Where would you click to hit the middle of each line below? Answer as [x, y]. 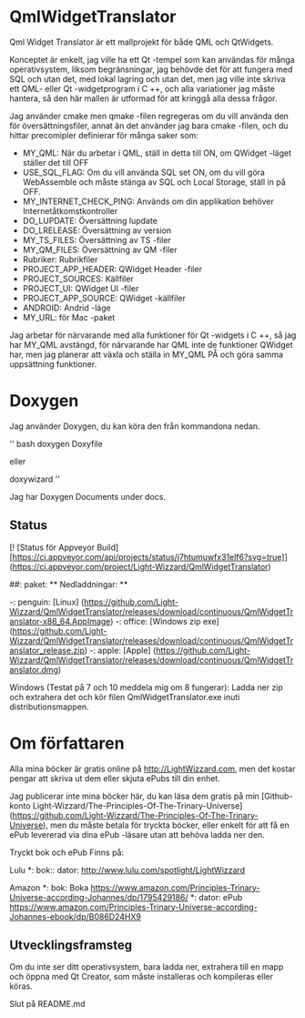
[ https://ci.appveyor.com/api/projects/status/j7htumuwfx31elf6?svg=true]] [149, 556]
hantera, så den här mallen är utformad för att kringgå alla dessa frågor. [143, 98]
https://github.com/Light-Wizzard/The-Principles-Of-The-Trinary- [135, 815]
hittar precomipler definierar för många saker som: [104, 135]
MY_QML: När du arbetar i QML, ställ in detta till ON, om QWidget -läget [157, 153]
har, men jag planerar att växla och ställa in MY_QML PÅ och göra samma [147, 354]
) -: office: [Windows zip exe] [165, 621]
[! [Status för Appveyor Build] [64, 547]
